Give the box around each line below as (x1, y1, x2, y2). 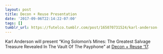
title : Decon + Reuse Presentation (5, 12, 77, 17)
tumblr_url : (5, 25, 29, 30)
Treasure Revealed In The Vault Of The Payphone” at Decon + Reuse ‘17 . (5, 44, 149, 50)
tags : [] (5, 20, 23, 26)
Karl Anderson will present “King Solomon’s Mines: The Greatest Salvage (5, 38, 151, 44)
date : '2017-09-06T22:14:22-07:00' (5, 16, 77, 21)
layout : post (5, 7, 32, 12)
